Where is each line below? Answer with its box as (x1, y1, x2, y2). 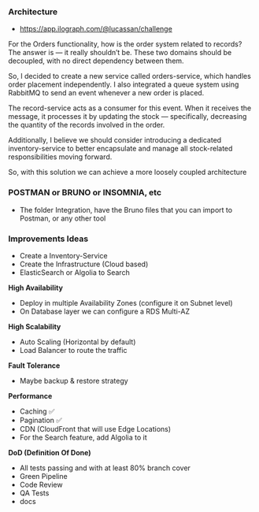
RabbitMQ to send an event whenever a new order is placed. (8, 88, 205, 98)
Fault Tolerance (8, 361, 61, 370)
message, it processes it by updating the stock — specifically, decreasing (8, 112, 247, 121)
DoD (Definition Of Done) (8, 447, 91, 457)
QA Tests (19, 488, 50, 498)
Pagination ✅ (19, 415, 63, 425)
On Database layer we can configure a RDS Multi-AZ (19, 306, 191, 316)
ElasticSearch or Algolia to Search (19, 267, 130, 277)
